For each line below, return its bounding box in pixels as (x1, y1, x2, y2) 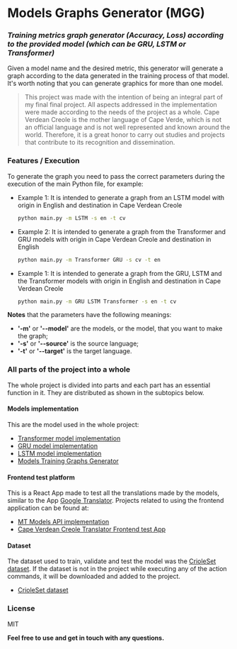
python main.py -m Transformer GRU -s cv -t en (17, 256, 161, 263)
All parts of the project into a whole (7, 365, 131, 375)
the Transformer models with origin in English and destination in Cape (17, 277, 221, 285)
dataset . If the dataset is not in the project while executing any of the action (7, 565, 228, 573)
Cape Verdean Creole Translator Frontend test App (17, 525, 166, 533)
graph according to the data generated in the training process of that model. (7, 72, 230, 80)
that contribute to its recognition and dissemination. (24, 138, 175, 147)
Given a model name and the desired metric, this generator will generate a (7, 64, 224, 72)
